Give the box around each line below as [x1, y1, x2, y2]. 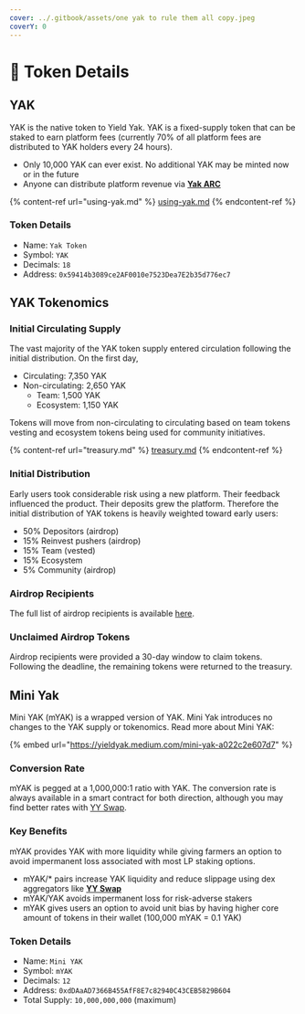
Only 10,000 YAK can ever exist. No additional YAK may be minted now [22, 159, 289, 170]
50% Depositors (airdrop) [22, 525, 119, 536]
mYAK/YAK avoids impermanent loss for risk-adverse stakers [22, 893, 253, 903]
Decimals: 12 [22, 975, 71, 987]
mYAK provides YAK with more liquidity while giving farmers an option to [9, 846, 282, 857]
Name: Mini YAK [22, 956, 83, 966]
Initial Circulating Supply [9, 322, 121, 335]
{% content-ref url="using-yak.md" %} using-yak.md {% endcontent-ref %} [9, 195, 297, 206]
